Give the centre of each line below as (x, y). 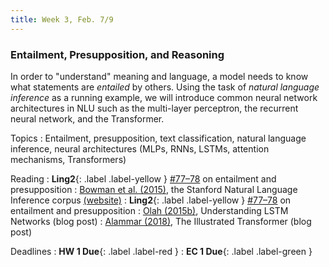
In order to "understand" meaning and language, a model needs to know (159, 76)
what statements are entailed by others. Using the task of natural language (165, 87)
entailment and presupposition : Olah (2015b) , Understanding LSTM (149, 210)
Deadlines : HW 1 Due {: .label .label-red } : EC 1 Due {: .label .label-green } (161, 251)
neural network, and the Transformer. (87, 118)
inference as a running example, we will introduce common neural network (164, 97)
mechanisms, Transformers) (68, 159)
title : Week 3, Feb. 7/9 (62, 19)
